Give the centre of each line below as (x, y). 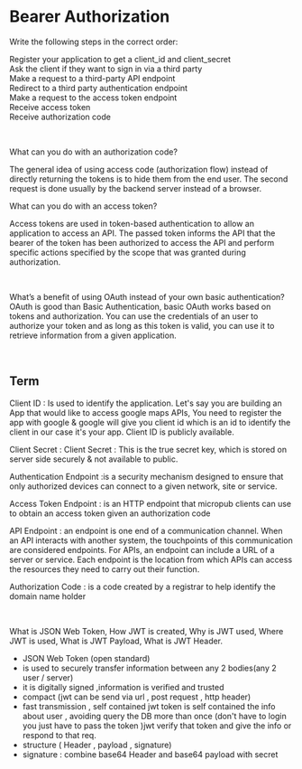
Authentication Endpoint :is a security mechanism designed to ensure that (146, 476)
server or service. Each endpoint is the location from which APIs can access (151, 559)
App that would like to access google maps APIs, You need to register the (146, 412)
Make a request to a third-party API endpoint (92, 78)
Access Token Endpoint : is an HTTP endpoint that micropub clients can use (150, 503)
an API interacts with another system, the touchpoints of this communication (151, 540)
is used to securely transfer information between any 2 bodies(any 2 (149, 668)
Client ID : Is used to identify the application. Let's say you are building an (146, 403)
